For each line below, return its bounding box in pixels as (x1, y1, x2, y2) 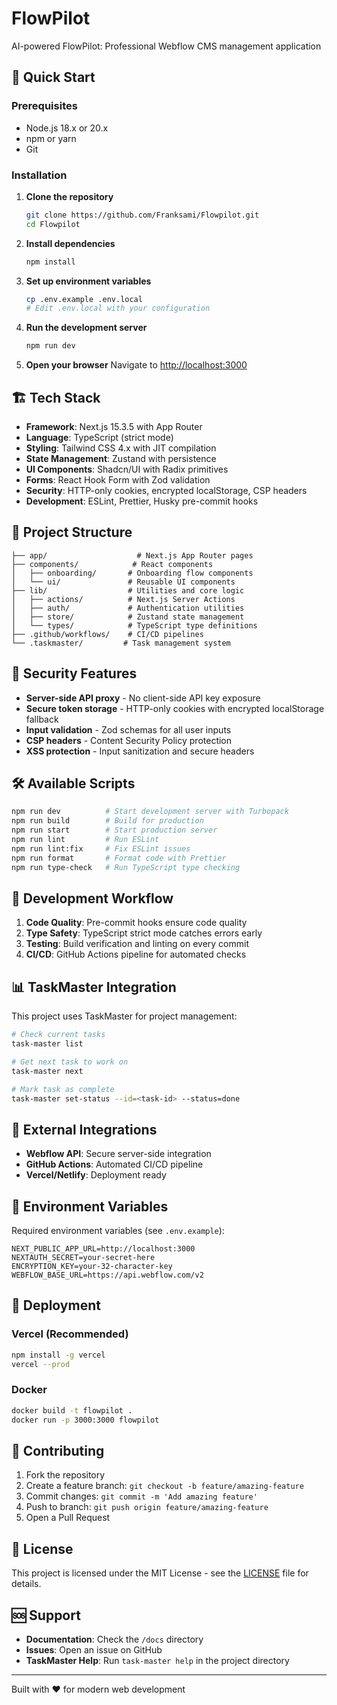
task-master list (11, 1039, 84, 1049)
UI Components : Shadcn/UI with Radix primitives (25, 463, 229, 475)
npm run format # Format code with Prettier (11, 853, 227, 863)
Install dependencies (25, 237, 116, 249)
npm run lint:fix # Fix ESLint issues (11, 843, 191, 854)
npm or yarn (25, 132, 77, 144)
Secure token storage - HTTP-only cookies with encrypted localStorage (25, 702, 325, 714)
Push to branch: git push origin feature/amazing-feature (25, 1501, 269, 1513)
